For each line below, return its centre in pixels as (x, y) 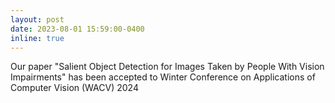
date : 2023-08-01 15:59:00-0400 (77, 29)
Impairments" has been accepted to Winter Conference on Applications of (163, 77)
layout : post (37, 19)
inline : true (37, 38)
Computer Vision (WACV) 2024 (74, 88)
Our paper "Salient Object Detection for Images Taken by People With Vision (167, 67)
